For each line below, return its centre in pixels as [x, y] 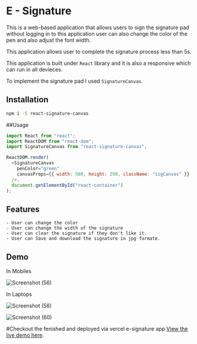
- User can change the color [42, 223]
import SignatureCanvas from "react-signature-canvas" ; [77, 147]
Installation [27, 100]
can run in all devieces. [34, 69]
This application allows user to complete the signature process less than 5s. [99, 51]
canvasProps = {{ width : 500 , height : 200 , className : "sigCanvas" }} [103, 174]
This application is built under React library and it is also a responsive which [99, 63]
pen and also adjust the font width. [48, 40]
